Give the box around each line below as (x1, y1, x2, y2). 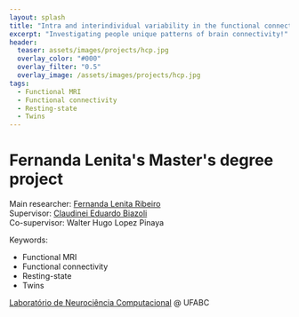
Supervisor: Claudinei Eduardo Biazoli (9, 208, 148, 218)
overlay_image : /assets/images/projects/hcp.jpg (17, 71, 201, 80)
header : (9, 37, 38, 47)
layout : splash (9, 12, 66, 22)
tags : (9, 79, 29, 88)
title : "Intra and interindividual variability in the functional (9, 21, 261, 30)
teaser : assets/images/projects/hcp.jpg (17, 46, 169, 55)
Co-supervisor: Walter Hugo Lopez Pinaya (9, 218, 165, 228)
